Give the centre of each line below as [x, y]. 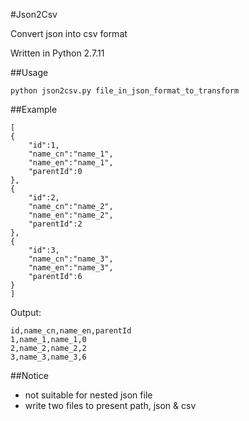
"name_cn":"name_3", [71, 259]
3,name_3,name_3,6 [48, 357]
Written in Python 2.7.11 [57, 53]
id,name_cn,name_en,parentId [71, 331]
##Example [34, 109]
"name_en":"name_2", [71, 215]
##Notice [29, 375]
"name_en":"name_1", [71, 163]
